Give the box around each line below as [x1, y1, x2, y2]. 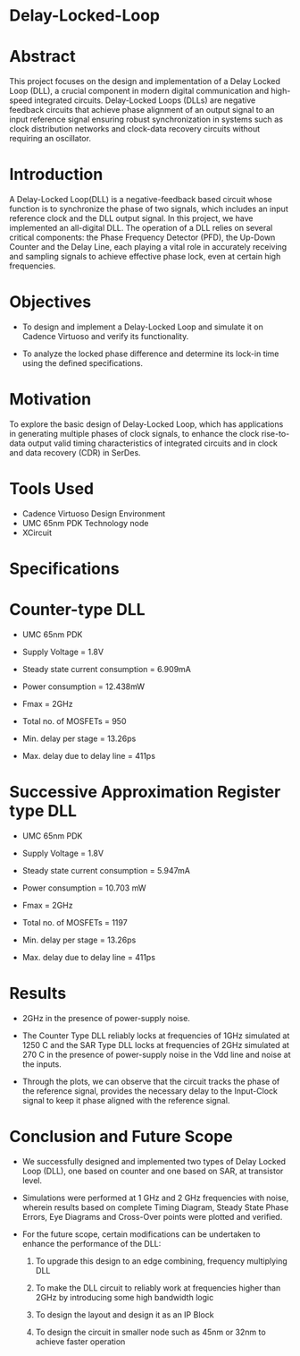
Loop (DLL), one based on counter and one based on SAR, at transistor [21, 1165, 284, 1176]
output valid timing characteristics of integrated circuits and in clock [27, 438, 279, 448]
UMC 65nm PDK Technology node [21, 517, 149, 528]
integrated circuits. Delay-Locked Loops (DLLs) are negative [34, 95, 256, 106]
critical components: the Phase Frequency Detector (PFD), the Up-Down [9, 232, 276, 243]
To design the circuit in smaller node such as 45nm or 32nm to [35, 1326, 266, 1337]
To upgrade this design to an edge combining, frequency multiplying [35, 1255, 287, 1266]
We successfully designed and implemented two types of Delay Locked [21, 1156, 287, 1166]
